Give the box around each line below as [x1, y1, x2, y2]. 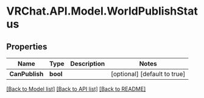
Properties [6, 41, 47, 52]
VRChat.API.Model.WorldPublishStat [6, 4, 198, 18]
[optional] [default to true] [110, 70, 186, 78]
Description [70, 60, 105, 68]
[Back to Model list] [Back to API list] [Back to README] [6, 85, 146, 93]
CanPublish [9, 70, 44, 78]
